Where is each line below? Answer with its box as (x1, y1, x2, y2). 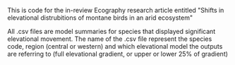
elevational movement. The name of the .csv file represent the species (7, 35, 212, 43)
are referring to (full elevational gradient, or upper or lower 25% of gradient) (7, 49, 228, 58)
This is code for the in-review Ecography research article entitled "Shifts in (7, 6, 224, 14)
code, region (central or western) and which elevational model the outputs (7, 42, 223, 50)
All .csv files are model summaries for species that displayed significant (7, 28, 216, 35)
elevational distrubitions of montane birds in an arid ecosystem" (7, 13, 193, 22)
